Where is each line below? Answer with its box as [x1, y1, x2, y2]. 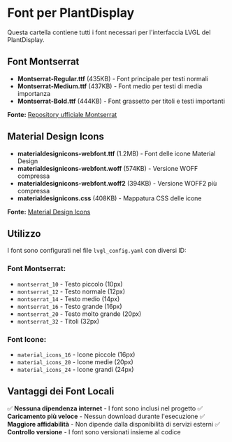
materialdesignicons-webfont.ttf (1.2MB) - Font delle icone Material [17, 149, 216, 158]
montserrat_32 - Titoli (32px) [17, 317, 100, 325]
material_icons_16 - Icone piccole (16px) [17, 350, 136, 359]
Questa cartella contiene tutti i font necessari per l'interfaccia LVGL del [7, 28, 211, 36]
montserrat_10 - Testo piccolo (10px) [17, 279, 124, 288]
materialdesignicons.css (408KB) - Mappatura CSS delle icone [17, 194, 202, 202]
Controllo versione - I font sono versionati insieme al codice [7, 427, 181, 436]
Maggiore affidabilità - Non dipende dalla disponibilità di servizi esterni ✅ [7, 420, 220, 428]
